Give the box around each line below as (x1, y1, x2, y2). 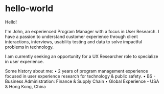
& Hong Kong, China (5, 83, 46, 89)
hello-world (5, 3, 54, 14)
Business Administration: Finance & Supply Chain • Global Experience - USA (5, 78, 159, 84)
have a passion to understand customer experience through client (5, 34, 138, 39)
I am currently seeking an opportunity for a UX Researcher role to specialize (5, 53, 158, 59)
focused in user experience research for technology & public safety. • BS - (5, 73, 156, 79)
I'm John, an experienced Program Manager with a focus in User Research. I (5, 28, 159, 34)
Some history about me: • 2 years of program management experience (5, 68, 148, 74)
